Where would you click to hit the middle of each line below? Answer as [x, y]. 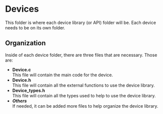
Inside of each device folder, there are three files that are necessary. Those [81, 55]
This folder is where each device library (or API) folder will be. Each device [81, 23]
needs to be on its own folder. [35, 27]
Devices [22, 9]
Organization [25, 43]
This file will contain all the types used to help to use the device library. [84, 95]
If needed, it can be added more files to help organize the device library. [85, 106]
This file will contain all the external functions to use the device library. [83, 85]
